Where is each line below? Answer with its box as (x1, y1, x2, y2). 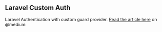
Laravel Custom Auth (5, 4, 71, 12)
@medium (5, 21, 26, 27)
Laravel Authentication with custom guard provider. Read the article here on (5, 16, 157, 22)
